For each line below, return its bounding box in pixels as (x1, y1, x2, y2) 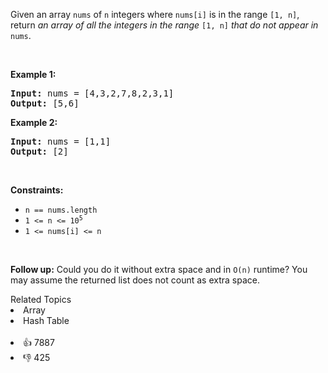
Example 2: (10, 117, 58, 128)
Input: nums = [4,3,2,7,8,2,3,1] (10, 88, 175, 99)
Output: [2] (10, 146, 69, 157)
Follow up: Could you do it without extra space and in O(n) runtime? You (10, 264, 308, 275)
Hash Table (23, 315, 70, 326)
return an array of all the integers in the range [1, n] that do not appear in (10, 19, 319, 31)
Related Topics (10, 294, 72, 305)
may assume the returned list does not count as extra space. (10, 274, 260, 286)
